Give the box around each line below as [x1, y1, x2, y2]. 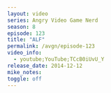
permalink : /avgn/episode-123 [7, 43, 96, 50]
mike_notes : [7, 69, 42, 76]
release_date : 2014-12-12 [7, 62, 82, 69]
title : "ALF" [7, 36, 45, 43]
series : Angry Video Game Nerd [7, 17, 98, 24]
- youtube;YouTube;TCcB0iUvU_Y [13, 56, 105, 63]
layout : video [7, 10, 49, 17]
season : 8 [7, 23, 36, 30]
